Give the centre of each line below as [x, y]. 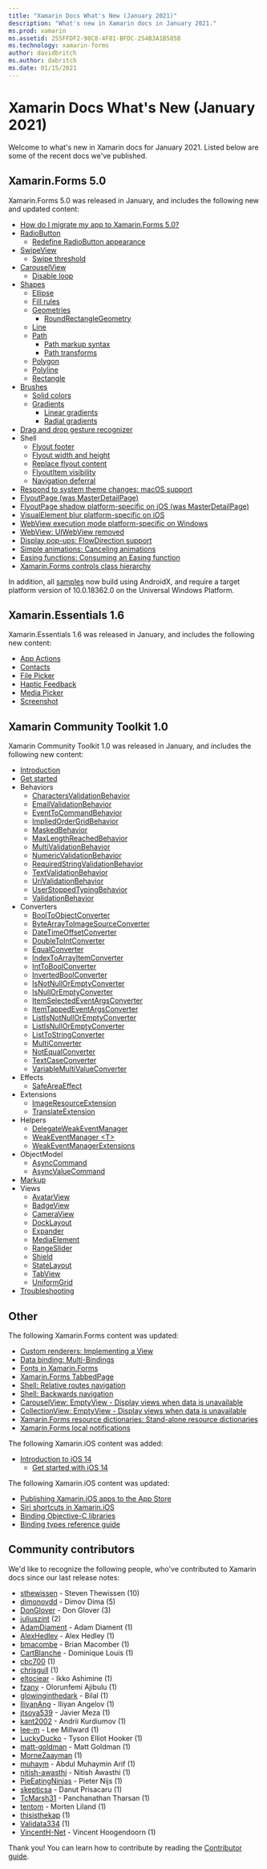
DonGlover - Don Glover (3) [65, 1610]
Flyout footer [53, 446]
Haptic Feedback [48, 685]
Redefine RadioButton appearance [89, 241]
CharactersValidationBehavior [81, 795]
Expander [48, 1231]
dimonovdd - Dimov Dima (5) [68, 1601]
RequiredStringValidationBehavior [87, 864]
